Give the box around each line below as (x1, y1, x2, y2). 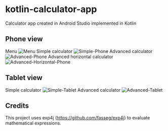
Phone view (5, 35, 43, 43)
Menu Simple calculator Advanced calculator (5, 48, 153, 54)
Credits (5, 101, 29, 110)
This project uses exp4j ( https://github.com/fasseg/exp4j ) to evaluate (5, 115, 150, 121)
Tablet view (5, 74, 43, 82)
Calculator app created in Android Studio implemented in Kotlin (5, 20, 137, 26)
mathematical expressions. (5, 120, 62, 126)
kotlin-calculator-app (5, 4, 97, 15)
